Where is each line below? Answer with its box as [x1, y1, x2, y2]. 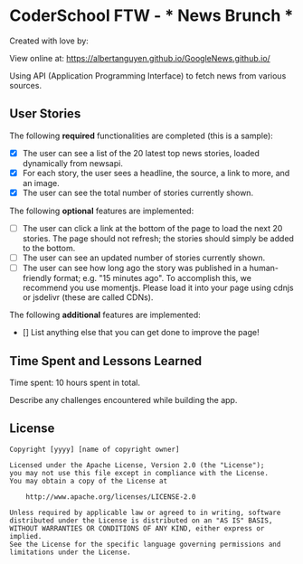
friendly [22, 273, 52, 284]
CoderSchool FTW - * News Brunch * [9, 5, 294, 26]
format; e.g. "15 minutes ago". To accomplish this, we [53, 273, 251, 284]
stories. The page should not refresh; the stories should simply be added [22, 233, 294, 244]
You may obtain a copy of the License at [9, 476, 168, 485]
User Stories [9, 106, 81, 122]
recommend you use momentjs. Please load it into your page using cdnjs [22, 282, 294, 294]
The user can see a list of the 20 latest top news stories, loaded [22, 147, 260, 158]
